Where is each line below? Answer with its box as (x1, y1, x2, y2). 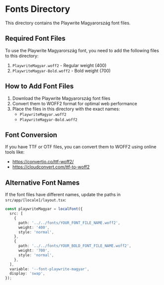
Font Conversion (5, 131, 58, 139)
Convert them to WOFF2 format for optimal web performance (12, 100, 137, 106)
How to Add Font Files (5, 82, 74, 90)
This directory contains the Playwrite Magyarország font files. (5, 20, 131, 26)
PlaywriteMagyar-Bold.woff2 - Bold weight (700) (12, 68, 111, 73)
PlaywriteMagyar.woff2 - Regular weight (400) (12, 62, 107, 68)
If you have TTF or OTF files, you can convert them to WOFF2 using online (5, 144, 157, 150)
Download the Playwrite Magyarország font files (12, 95, 111, 101)
